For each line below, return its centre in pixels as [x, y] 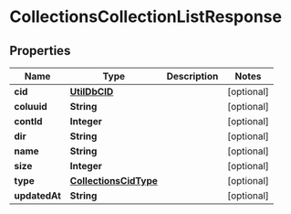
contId [28, 121]
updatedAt [38, 196]
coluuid [31, 107]
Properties [40, 51]
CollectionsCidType [114, 181]
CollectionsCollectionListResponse [146, 17]
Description [192, 76]
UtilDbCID [92, 91]
